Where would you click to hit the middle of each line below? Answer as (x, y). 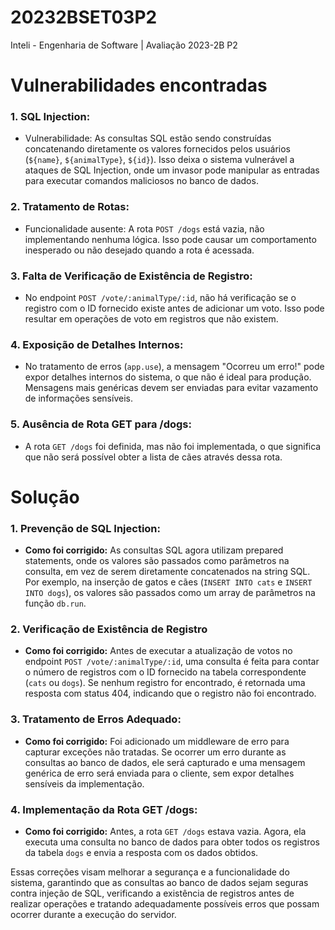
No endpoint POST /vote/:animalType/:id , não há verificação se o (160, 298)
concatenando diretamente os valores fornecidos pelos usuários (157, 149)
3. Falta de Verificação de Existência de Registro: (131, 276)
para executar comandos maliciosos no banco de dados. (141, 181)
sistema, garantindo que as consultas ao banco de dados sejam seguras (159, 882)
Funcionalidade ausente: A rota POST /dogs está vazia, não (144, 228)
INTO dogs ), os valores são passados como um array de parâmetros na (170, 593)
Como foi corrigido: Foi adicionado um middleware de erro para (157, 741)
